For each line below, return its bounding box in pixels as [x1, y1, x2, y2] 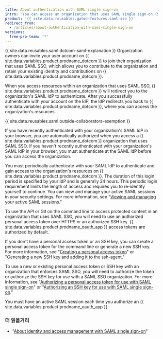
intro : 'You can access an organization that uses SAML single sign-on [5, 12, 153, 17]
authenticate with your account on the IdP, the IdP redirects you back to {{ [5, 98, 154, 104]
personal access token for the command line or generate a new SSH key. [5, 244, 151, 250]
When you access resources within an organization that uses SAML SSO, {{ [5, 83, 156, 89]
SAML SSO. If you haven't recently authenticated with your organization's [5, 143, 152, 149]
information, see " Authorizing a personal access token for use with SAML [5, 279, 151, 285]
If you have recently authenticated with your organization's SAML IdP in [5, 127, 148, 133]
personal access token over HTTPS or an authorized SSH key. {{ [5, 218, 133, 224]
